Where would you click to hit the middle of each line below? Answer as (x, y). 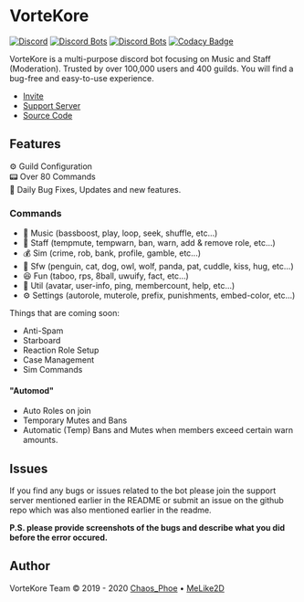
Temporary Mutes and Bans (75, 420)
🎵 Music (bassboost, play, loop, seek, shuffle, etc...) (120, 233)
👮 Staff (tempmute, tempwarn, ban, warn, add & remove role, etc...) (149, 243)
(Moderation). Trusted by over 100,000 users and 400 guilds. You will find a (152, 69)
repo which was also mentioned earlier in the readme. (110, 510)
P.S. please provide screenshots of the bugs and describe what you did (147, 528)
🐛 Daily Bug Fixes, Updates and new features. (95, 189)
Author (30, 566)
